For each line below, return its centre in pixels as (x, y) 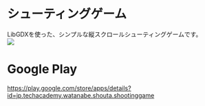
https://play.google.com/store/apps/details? (69, 88)
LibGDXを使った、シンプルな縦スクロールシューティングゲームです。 (105, 34)
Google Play (42, 69)
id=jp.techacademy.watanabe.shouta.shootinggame (81, 95)
